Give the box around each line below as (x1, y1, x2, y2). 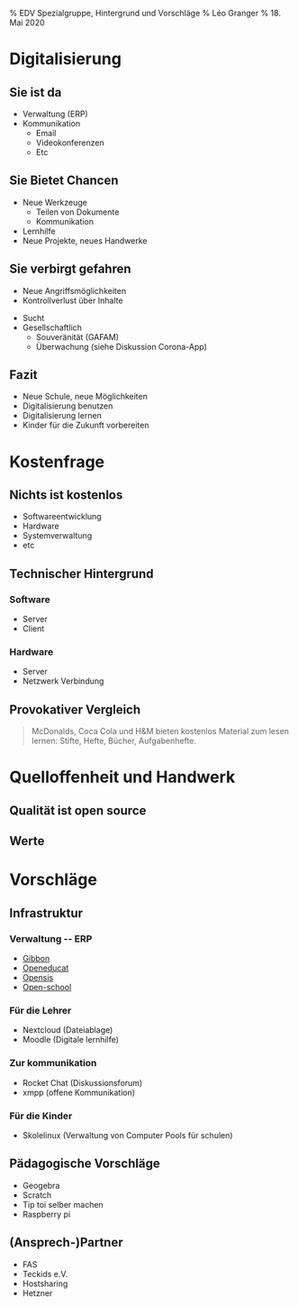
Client (22, 623, 45, 634)
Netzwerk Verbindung (22, 676, 104, 686)
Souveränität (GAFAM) (35, 331, 120, 342)
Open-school (22, 982, 72, 993)
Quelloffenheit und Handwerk (9, 767, 236, 787)
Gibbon (22, 953, 50, 964)
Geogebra (22, 1180, 60, 1191)
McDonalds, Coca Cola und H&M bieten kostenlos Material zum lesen (31, 726, 290, 737)
